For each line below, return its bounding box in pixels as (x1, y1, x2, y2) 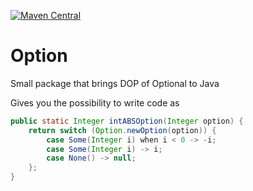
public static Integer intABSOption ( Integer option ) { (10, 116, 244, 126)
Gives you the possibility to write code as (10, 96, 180, 109)
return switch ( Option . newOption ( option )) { (28, 125, 217, 135)
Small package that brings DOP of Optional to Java (10, 77, 220, 89)
